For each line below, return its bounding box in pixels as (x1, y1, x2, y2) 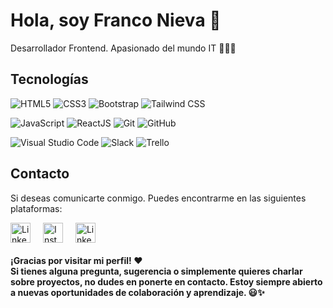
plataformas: (10, 202, 63, 214)
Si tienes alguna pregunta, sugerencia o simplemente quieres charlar (10, 265, 303, 277)
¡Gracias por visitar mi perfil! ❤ (10, 254, 143, 266)
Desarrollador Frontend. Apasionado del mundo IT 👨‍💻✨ (10, 42, 237, 54)
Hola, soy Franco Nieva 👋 (10, 9, 222, 32)
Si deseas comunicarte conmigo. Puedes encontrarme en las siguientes (10, 192, 307, 204)
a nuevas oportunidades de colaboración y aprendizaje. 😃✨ (10, 286, 265, 298)
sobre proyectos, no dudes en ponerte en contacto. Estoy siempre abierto (10, 275, 323, 288)
